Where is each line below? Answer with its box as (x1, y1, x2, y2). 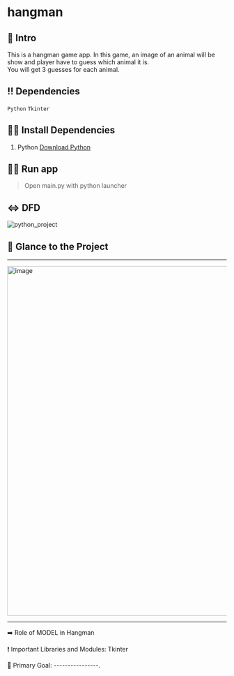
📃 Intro (7, 32, 37, 44)
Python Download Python (17, 142, 91, 151)
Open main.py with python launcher (24, 182, 127, 190)
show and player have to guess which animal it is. (7, 58, 150, 66)
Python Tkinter (7, 105, 50, 112)
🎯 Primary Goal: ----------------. (7, 661, 101, 670)
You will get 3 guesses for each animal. (7, 66, 120, 73)
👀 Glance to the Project (7, 240, 109, 252)
